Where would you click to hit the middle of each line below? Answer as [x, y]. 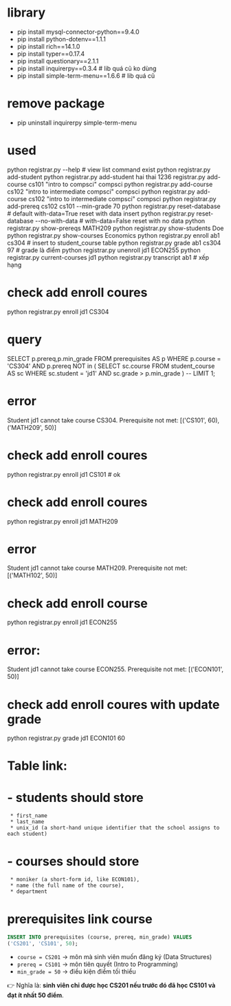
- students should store [76, 798]
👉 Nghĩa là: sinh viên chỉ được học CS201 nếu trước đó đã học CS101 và [111, 985]
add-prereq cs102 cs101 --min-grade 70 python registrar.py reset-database [114, 206]
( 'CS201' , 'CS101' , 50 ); [43, 944]
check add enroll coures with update [113, 705]
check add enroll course [77, 603]
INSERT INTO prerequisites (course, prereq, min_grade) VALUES [100, 937]
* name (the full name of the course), [67, 886]
